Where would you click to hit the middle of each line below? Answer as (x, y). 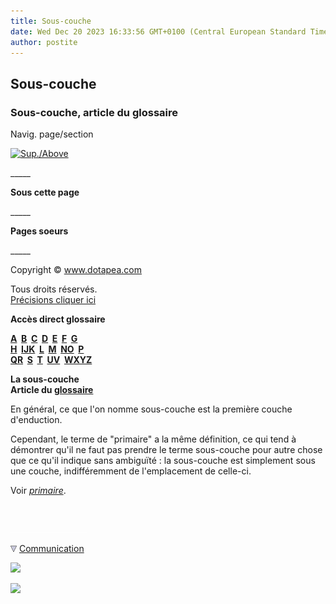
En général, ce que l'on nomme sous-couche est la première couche (151, 409)
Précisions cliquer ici (53, 300)
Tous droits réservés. (54, 289)
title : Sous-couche (51, 21)
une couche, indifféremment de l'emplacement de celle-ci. (131, 471)
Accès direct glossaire (58, 319)
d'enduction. (36, 420)
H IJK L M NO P (47, 349)
